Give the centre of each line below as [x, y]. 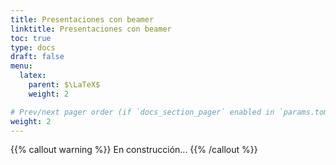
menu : [21, 66]
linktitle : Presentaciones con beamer [91, 29]
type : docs [33, 47]
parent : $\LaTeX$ [64, 85]
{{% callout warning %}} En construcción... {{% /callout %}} [134, 150]
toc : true [31, 38]
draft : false [37, 57]
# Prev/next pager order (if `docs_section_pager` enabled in [142, 112]
